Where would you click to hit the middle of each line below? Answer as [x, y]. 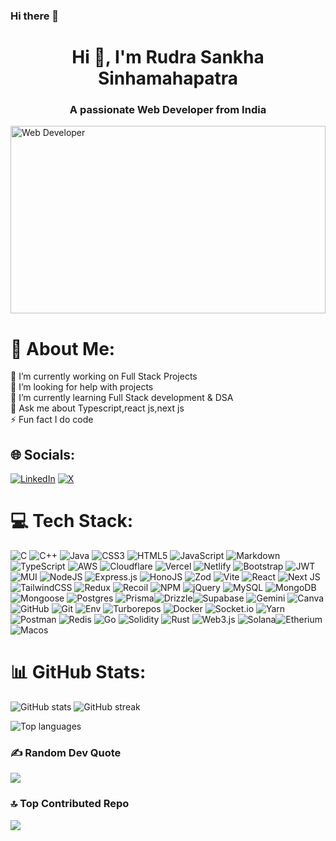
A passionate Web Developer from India [168, 110]
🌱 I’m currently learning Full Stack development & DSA [122, 398]
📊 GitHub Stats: [78, 672]
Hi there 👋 [35, 16]
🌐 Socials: [43, 454]
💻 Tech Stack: [72, 521]
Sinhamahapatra [168, 78]
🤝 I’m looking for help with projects [82, 387]
